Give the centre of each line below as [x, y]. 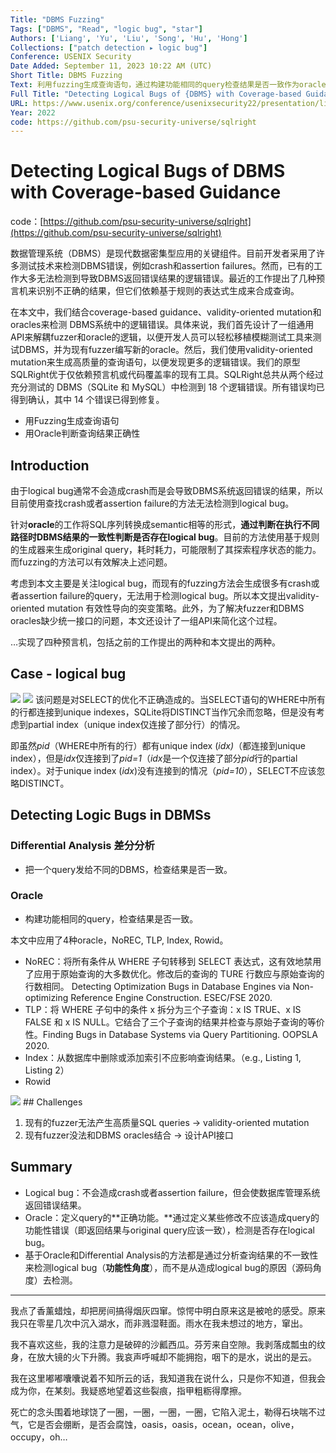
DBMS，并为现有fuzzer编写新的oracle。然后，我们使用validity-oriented [165, 350]
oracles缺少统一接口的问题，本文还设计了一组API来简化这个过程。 [146, 620]
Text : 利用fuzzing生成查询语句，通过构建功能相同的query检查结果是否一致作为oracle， [172, 85]
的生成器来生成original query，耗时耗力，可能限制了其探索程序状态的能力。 [166, 549]
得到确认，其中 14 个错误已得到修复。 [87, 400]
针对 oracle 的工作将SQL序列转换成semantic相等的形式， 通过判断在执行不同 [165, 524]
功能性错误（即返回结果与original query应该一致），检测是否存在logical [169, 1230]
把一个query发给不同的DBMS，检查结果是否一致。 [128, 869]
